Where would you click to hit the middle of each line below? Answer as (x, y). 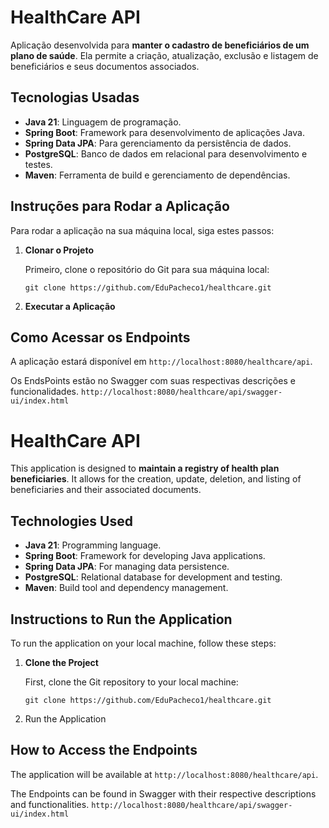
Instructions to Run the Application (121, 619)
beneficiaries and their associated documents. (106, 490)
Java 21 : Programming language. (93, 545)
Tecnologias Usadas (75, 97)
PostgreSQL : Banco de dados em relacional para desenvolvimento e (166, 153)
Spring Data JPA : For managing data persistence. (127, 567)
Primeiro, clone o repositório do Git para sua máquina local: (147, 269)
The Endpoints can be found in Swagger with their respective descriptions (163, 793)
